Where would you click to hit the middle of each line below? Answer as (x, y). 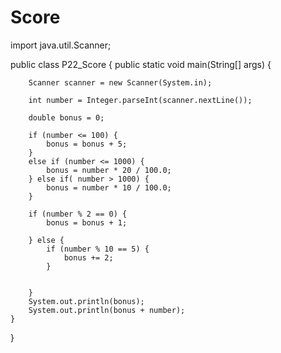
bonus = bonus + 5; (87, 144)
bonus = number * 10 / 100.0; (109, 187)
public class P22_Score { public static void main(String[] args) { (141, 64)
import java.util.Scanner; (61, 45)
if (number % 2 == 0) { (78, 214)
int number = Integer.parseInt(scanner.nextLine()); (140, 100)
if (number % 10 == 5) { (98, 249)
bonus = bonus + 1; (87, 222)
